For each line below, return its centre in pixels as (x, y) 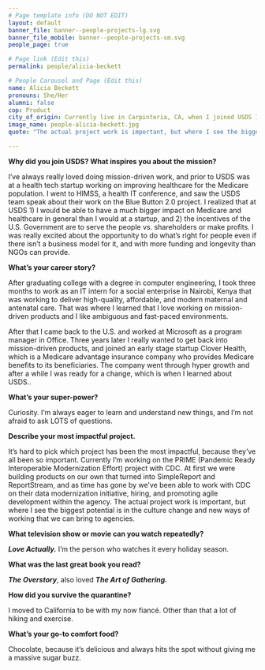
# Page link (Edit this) (49, 59)
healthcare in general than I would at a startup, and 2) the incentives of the (129, 219)
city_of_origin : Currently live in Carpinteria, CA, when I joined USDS (130, 118)
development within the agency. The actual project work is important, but (127, 501)
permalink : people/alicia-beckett (65, 67)
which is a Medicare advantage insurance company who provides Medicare (131, 357)
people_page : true (38, 45)
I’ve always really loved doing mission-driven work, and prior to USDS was (129, 176)
